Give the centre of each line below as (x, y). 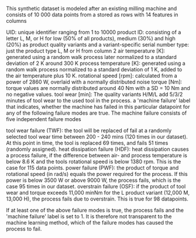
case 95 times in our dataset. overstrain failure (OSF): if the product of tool (96, 186)
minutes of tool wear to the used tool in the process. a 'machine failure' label (98, 101)
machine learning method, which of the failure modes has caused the (90, 223)
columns (16, 21)
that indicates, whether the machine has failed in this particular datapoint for (98, 107)
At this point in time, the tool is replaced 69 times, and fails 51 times (87, 143)
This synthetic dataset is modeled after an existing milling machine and (92, 8)
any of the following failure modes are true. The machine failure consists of (97, 113)
